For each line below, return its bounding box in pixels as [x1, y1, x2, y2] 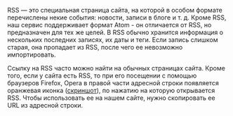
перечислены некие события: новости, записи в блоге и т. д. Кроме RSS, [7, 13, 227, 22]
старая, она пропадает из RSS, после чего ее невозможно [7, 43, 183, 51]
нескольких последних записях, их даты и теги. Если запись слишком [7, 36, 219, 44]
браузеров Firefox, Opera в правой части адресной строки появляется [7, 79, 219, 87]
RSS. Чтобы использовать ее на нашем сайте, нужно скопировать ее [7, 94, 215, 102]
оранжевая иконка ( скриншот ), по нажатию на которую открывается [7, 87, 215, 94]
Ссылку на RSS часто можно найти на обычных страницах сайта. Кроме [7, 64, 226, 72]
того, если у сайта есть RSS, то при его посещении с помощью [7, 71, 197, 80]
